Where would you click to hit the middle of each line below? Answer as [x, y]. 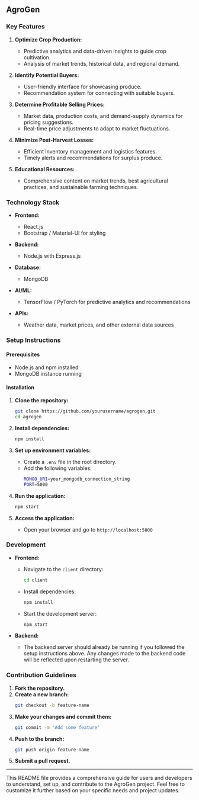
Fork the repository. [40, 688]
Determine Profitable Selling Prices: [60, 104]
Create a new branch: [42, 694]
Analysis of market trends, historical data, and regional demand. [102, 63]
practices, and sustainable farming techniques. [81, 187]
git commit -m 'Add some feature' [57, 727]
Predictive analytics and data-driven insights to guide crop [95, 51]
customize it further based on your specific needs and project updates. [93, 791]
